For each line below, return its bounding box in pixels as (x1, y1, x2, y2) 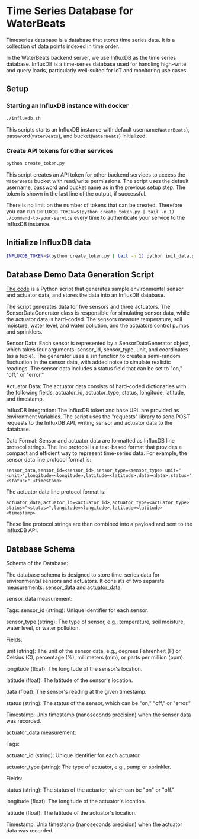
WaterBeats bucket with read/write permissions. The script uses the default (6, 177, 189, 184)
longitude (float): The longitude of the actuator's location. (6, 798, 146, 805)
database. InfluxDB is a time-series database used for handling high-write (6, 60, 187, 68)
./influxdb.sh (6, 115, 41, 121)
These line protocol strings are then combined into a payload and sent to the (6, 520, 193, 528)
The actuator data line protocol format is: (6, 488, 106, 495)
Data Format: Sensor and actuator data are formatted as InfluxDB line (6, 437, 175, 444)
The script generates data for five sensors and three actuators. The (6, 303, 171, 310)
